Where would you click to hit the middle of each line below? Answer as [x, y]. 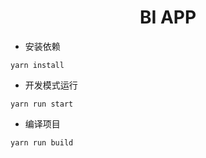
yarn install [37, 65]
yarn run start [42, 104]
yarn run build [42, 142]
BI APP [168, 17]
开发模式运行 [51, 85]
